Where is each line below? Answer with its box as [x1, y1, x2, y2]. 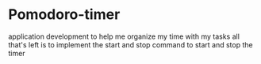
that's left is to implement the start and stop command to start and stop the [8, 40, 253, 49]
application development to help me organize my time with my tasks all [8, 32, 240, 41]
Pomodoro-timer [8, 6, 121, 24]
